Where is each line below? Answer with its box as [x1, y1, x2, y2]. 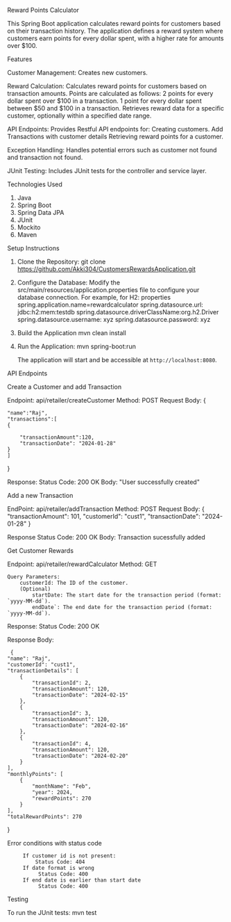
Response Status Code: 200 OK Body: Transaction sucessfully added [7, 533, 206, 541]
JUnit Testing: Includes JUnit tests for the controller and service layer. [7, 167, 207, 175]
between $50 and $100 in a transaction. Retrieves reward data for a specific [7, 104, 224, 112]
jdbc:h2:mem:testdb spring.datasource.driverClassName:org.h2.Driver [17, 308, 219, 316]
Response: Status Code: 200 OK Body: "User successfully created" [7, 478, 200, 486]
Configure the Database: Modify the [17, 278, 120, 286]
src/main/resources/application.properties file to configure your [17, 286, 200, 294]
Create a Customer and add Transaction [7, 382, 122, 391]
